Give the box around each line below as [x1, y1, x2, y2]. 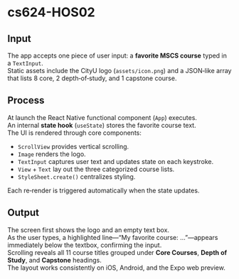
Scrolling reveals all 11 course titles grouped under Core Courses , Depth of [7, 248, 228, 256]
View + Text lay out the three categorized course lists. [17, 165, 175, 173]
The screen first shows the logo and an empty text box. [7, 225, 169, 234]
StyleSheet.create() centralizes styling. [17, 172, 136, 181]
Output [7, 207, 39, 219]
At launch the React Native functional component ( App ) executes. [7, 113, 198, 121]
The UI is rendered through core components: [7, 128, 142, 137]
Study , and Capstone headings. [7, 256, 102, 264]
